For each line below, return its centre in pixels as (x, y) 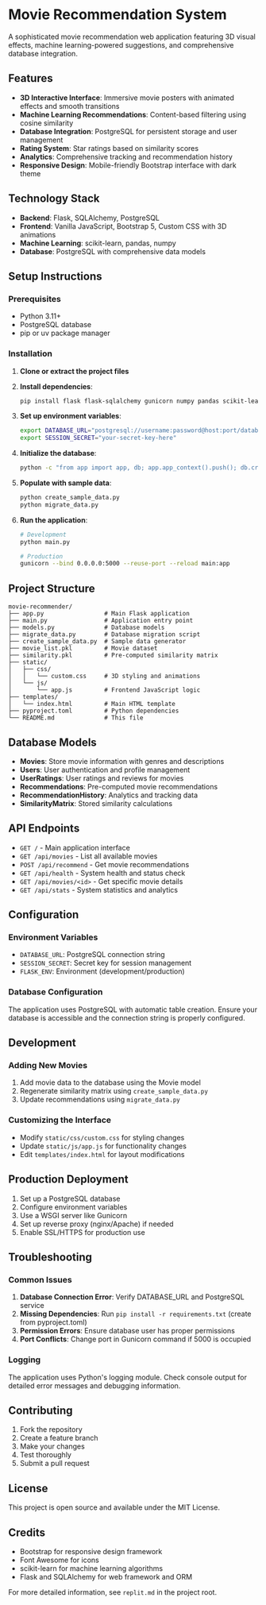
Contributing (40, 1410)
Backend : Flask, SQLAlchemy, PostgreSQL (90, 218)
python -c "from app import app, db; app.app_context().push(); (128, 468)
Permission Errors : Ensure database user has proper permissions (127, 1331)
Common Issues (40, 1279)
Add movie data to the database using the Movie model (110, 1082)
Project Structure (52, 588)
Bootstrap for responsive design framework (91, 1551)
